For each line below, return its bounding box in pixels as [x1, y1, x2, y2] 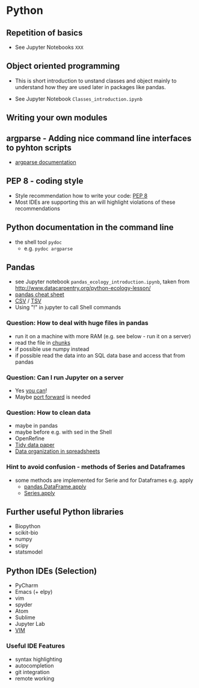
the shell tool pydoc [14, 238, 62, 245]
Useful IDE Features [6, 642, 65, 650]
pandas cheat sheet [14, 291, 64, 298]
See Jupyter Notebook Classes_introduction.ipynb [14, 95, 143, 103]
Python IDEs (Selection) [6, 566, 97, 576]
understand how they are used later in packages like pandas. [14, 83, 167, 90]
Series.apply [23, 489, 55, 496]
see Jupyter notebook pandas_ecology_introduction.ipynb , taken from [14, 278, 190, 285]
